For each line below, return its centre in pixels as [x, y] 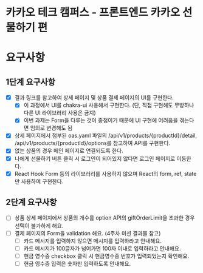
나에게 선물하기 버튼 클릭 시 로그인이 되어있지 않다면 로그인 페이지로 [95, 158]
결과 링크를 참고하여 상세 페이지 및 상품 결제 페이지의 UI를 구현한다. [94, 98]
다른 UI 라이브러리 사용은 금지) [60, 113]
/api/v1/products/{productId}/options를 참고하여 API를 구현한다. [92, 143]
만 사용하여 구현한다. [39, 181]
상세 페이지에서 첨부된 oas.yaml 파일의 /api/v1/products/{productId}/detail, [106, 136]
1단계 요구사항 [30, 82]
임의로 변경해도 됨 [51, 128]
